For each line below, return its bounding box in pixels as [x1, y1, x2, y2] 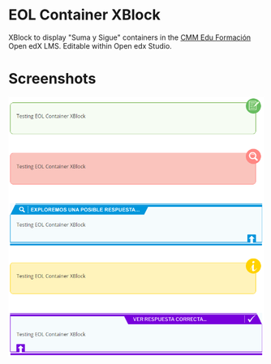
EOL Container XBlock [8, 6, 161, 24]
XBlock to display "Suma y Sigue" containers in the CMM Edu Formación [8, 32, 252, 42]
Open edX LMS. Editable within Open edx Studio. [8, 41, 172, 50]
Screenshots [8, 70, 97, 88]
